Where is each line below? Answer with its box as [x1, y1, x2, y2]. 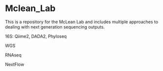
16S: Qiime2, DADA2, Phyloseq [5, 33, 67, 39]
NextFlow [5, 61, 24, 67]
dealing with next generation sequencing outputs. [5, 24, 105, 29]
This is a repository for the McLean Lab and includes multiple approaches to [5, 19, 159, 25]
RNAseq [5, 52, 22, 58]
